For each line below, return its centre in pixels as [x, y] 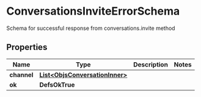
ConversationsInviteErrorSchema [93, 11]
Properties [27, 47]
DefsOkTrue [57, 85]
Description [151, 64]
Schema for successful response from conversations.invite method [91, 28]
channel [21, 74]
